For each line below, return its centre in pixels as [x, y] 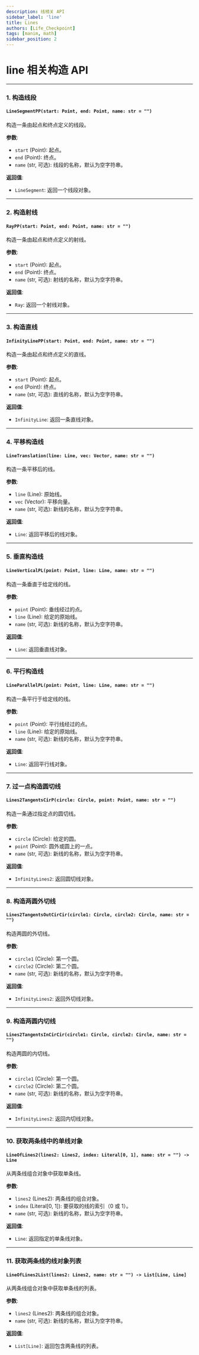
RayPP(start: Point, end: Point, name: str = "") [69, 226]
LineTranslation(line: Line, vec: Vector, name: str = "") [81, 456]
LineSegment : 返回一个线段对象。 [54, 190]
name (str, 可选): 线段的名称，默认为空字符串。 [70, 165]
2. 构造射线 [22, 212]
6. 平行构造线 [25, 672]
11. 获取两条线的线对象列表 [44, 1261]
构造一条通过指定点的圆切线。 [42, 813]
